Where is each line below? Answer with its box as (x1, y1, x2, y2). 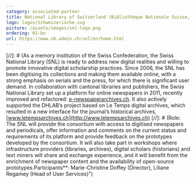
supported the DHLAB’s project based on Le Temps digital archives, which (6, 102, 186, 109)
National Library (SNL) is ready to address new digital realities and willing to (6, 58, 190, 65)
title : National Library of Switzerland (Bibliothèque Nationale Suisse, (6, 14, 191, 20)
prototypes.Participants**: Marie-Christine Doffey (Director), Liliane (6, 164, 169, 171)
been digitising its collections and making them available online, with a (6, 71, 176, 77)
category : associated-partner (6, 8, 80, 15)
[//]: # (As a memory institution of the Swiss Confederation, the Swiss (6, 52, 174, 59)
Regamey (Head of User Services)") (6, 171, 93, 177)
